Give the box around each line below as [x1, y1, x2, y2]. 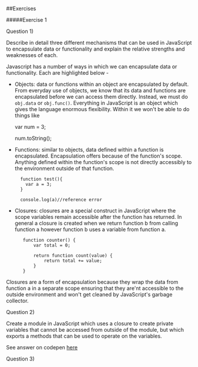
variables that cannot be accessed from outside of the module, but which [6, 326, 184, 333]
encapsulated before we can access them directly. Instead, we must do [14, 94, 189, 100]
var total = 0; [33, 242, 71, 248]
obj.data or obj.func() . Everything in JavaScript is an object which [14, 99, 178, 106]
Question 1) [6, 28, 34, 35]
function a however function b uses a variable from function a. [14, 226, 166, 233]
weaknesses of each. [6, 52, 58, 58]
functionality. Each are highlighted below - [6, 69, 109, 76]
